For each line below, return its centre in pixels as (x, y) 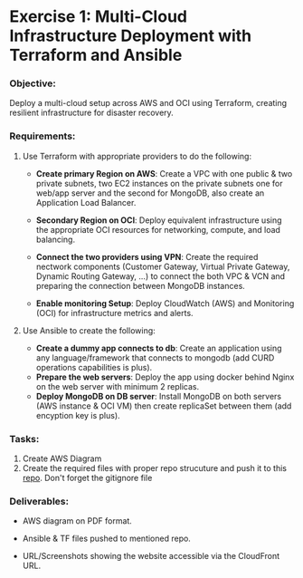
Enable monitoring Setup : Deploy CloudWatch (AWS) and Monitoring (165, 303)
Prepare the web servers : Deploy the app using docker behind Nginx (165, 377)
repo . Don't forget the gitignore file (87, 478)
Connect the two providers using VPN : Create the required (147, 256)
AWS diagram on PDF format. (77, 521)
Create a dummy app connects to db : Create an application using (159, 348)
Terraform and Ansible (96, 55)
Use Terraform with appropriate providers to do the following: (137, 156)
